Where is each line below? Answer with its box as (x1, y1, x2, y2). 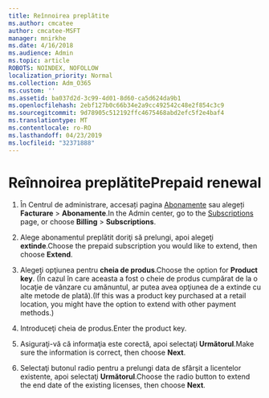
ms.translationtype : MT (8, 117, 88, 125)
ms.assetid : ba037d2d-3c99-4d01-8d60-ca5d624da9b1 (8, 94, 181, 102)
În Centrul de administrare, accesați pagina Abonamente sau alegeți (19, 200, 245, 210)
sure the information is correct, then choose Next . (19, 347, 186, 358)
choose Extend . (19, 250, 74, 260)
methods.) (19, 308, 55, 318)
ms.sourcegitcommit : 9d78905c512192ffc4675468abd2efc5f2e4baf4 (8, 109, 225, 117)
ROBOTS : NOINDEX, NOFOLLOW (8, 64, 99, 72)
